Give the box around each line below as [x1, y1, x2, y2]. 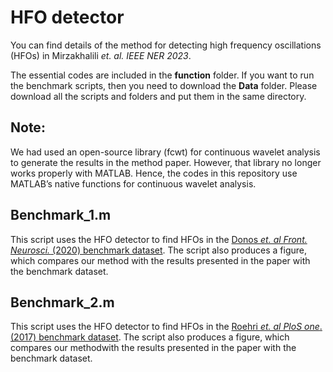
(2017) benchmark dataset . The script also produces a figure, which [10, 331, 290, 343]
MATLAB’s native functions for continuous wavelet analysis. [10, 177, 257, 190]
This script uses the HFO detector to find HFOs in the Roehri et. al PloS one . [10, 321, 323, 333]
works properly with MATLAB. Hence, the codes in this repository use [10, 167, 298, 179]
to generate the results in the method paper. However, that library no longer [10, 156, 322, 168]
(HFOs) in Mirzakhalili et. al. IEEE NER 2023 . [10, 49, 192, 61]
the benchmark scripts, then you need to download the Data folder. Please [10, 79, 318, 91]
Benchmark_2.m [10, 294, 115, 311]
